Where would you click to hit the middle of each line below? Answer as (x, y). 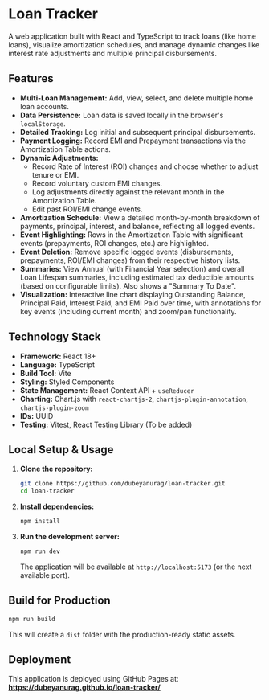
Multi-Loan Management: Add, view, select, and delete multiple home (137, 98)
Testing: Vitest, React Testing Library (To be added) (106, 424)
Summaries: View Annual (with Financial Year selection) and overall (132, 268)
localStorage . (43, 123)
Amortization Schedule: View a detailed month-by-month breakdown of (140, 217)
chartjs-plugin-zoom (54, 408)
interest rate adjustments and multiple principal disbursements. (112, 53)
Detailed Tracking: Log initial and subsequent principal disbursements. (137, 132)
